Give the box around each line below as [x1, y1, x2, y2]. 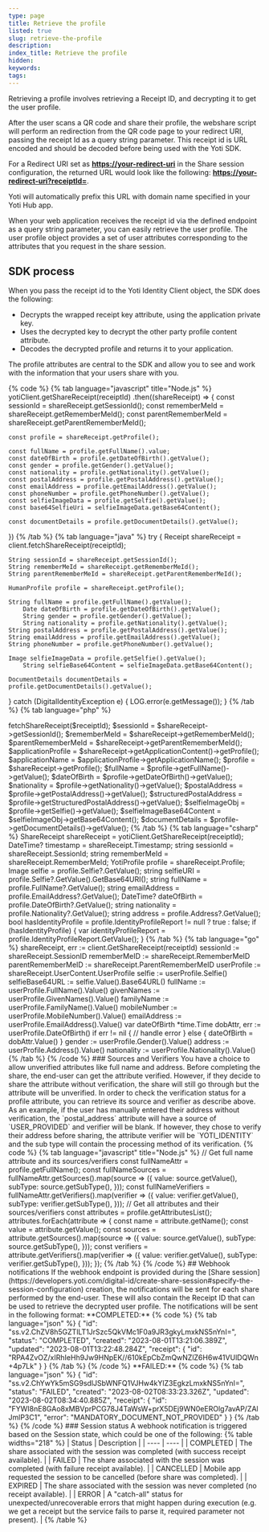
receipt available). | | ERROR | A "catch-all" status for [8, 1489, 183, 1499]
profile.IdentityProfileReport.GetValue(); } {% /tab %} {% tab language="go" [8, 934, 259, 944]
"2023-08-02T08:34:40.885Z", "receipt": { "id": [8, 1395, 167, 1405]
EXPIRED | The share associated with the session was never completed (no [8, 1481, 257, 1491]
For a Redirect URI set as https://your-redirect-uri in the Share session [8, 158, 245, 169]
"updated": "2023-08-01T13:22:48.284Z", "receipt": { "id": [8, 1344, 202, 1354]
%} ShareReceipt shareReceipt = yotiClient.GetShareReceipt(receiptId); [8, 832, 244, 842]
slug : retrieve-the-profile [8, 34, 103, 43]
